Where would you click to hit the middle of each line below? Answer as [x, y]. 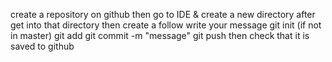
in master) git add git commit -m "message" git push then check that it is [160, 35]
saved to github [42, 46]
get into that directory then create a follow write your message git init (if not [166, 25]
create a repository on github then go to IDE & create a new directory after [163, 14]
